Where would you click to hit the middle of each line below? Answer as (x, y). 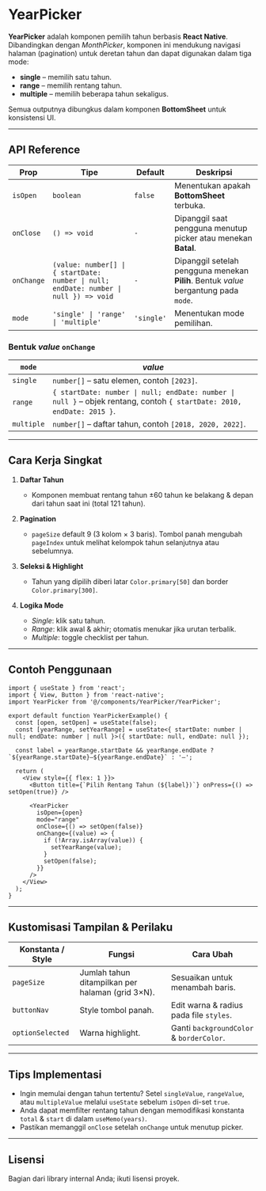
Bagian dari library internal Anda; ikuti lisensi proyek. (94, 1179)
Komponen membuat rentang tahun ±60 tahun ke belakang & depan (142, 495)
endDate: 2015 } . (84, 412)
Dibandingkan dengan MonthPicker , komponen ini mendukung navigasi (125, 44)
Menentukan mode (209, 313)
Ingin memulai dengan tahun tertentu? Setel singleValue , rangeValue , (132, 1094)
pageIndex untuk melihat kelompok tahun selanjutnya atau (125, 542)
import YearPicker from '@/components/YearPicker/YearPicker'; (115, 702)
